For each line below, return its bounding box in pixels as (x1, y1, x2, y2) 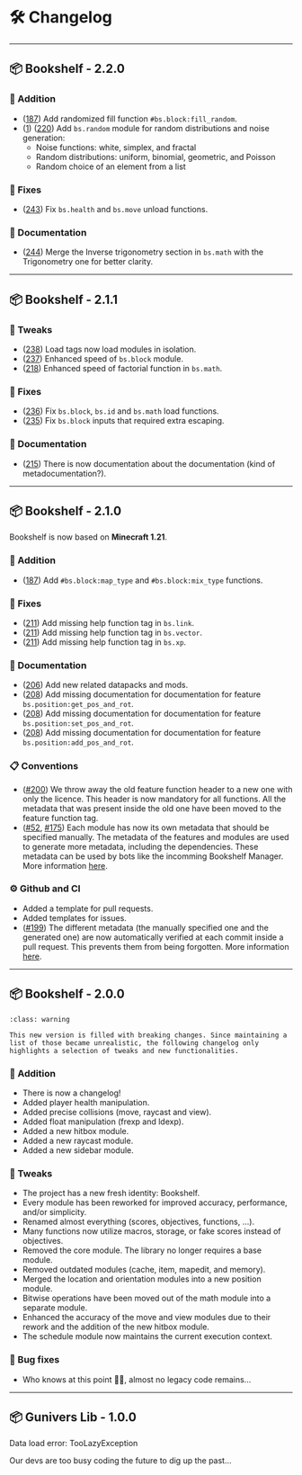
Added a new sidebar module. (22, 1144, 135, 1156)
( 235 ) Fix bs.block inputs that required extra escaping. (22, 416, 225, 426)
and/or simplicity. (22, 1207, 87, 1218)
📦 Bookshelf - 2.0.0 (9, 987, 125, 1002)
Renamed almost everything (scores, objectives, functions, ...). (22, 1216, 254, 1228)
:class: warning (9, 1015, 70, 1024)
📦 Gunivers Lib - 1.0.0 (9, 1409, 137, 1425)
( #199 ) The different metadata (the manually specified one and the (22, 922, 270, 933)
